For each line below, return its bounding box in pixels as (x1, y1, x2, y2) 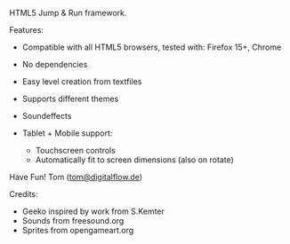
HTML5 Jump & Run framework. (9, 8, 127, 18)
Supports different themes (21, 93, 119, 104)
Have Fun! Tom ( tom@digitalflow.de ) (9, 172, 143, 182)
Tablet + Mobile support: (21, 128, 113, 138)
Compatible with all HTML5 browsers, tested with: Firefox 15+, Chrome (21, 42, 282, 52)
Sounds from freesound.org (21, 216, 125, 225)
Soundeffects (21, 111, 72, 121)
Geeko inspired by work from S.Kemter (21, 206, 165, 216)
